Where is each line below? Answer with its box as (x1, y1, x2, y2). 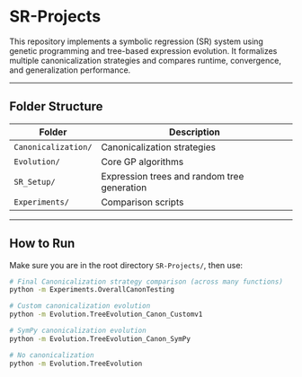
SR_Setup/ (13, 177, 56, 187)
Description (169, 126, 220, 138)
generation (101, 181, 147, 194)
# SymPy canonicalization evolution (9, 326, 147, 336)
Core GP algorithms (101, 155, 184, 168)
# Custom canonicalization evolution (9, 302, 151, 311)
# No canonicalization (9, 350, 94, 360)
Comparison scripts (101, 196, 184, 208)
